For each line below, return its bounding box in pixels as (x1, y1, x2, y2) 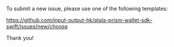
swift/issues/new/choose (6, 23, 68, 30)
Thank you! (6, 35, 34, 41)
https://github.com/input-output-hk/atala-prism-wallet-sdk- (6, 17, 153, 23)
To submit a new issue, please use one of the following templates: (6, 5, 168, 12)
